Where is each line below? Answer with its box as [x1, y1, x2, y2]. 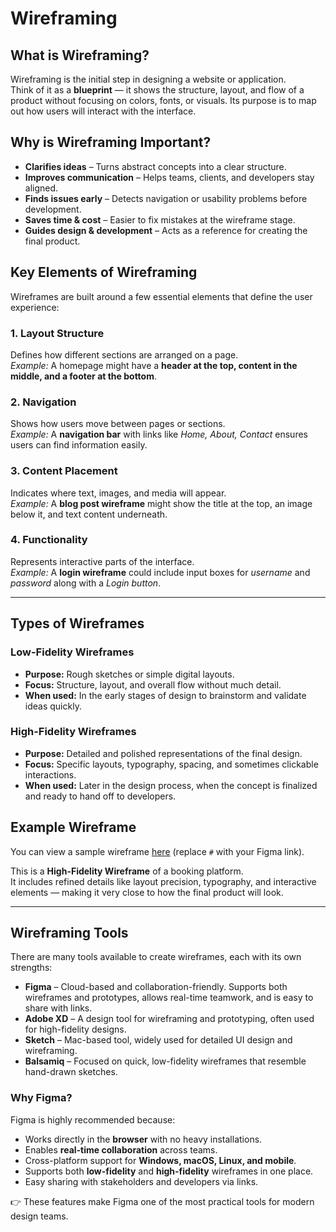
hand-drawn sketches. [24, 1066, 118, 1078]
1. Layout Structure [10, 326, 105, 340]
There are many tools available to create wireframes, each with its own [10, 951, 302, 963]
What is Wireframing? [10, 47, 150, 64]
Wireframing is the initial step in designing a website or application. [10, 73, 287, 85]
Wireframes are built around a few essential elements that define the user [10, 290, 313, 302]
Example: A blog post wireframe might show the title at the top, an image [10, 497, 313, 509]
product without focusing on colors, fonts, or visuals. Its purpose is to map [10, 95, 317, 106]
